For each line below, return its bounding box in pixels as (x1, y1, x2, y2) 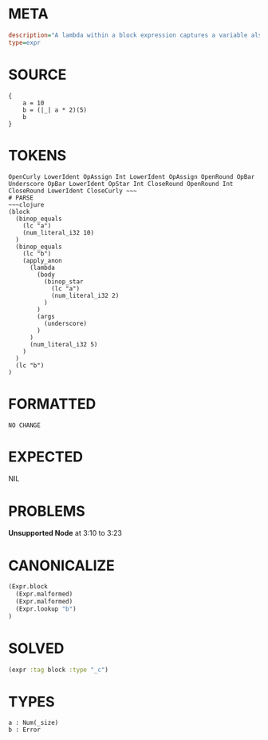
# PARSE (8, 193, 34, 202)
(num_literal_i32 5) (29, 340, 98, 348)
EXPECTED (8, 448, 84, 465)
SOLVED (8, 639, 65, 657)
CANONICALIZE (8, 556, 116, 575)
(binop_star (43, 277, 84, 286)
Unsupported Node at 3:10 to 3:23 (8, 528, 122, 538)
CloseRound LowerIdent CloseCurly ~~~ (8, 187, 137, 195)
